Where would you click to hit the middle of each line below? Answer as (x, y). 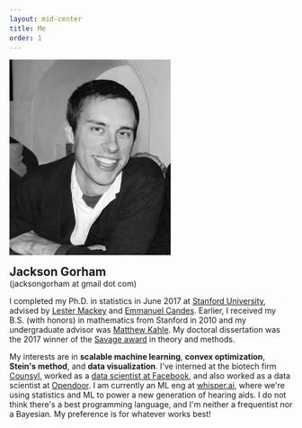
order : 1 (26, 38)
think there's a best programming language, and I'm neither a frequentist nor (151, 405)
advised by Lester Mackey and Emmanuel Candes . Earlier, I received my (143, 311)
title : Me (28, 28)
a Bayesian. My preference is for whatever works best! (110, 415)
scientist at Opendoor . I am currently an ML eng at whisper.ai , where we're (147, 386)
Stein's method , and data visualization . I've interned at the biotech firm (143, 366)
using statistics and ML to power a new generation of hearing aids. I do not (148, 395)
